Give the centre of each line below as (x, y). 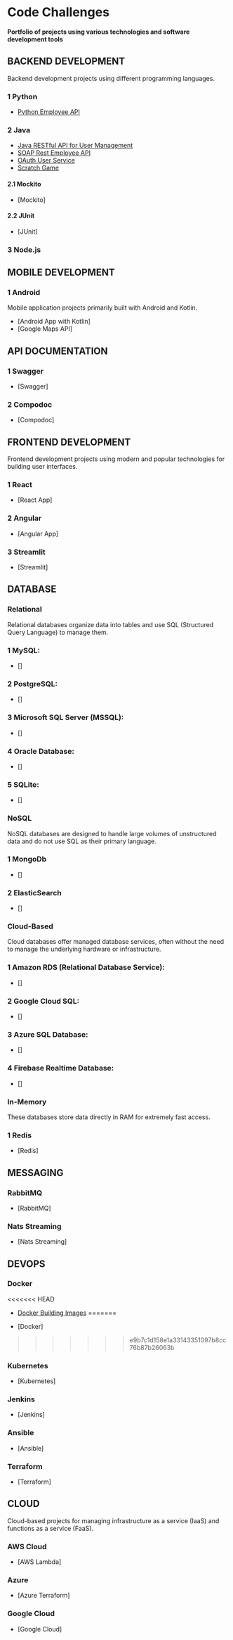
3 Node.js (24, 249)
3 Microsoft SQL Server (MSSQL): (66, 717)
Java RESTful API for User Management (75, 146)
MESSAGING (35, 1173)
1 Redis (20, 1135)
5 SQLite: (24, 784)
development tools (35, 39)
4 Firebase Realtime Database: (61, 1068)
